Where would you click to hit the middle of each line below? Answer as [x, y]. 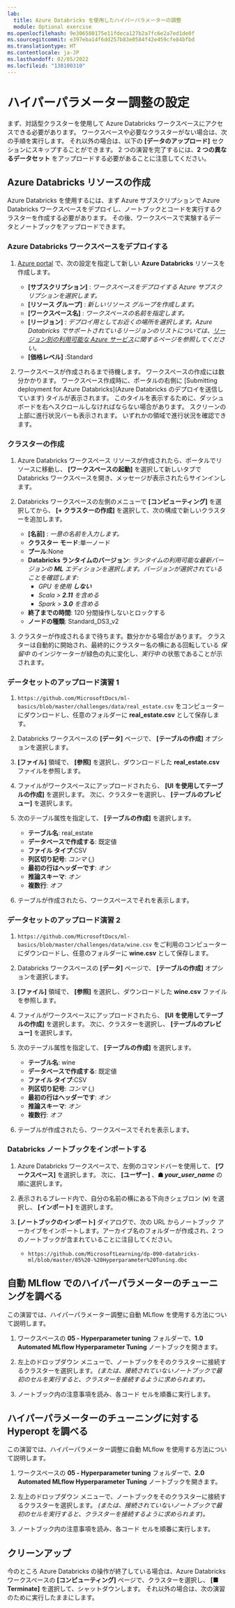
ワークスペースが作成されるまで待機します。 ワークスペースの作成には [118, 371]
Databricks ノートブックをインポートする [77, 1149]
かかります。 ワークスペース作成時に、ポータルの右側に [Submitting [120, 380]
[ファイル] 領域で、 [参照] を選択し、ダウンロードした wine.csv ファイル [122, 991]
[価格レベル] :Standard [60, 357]
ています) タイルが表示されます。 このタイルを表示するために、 [108, 398]
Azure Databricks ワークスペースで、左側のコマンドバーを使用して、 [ [117, 1166]
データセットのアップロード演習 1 [63, 682]
